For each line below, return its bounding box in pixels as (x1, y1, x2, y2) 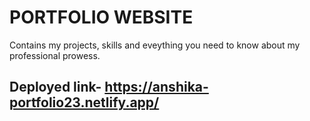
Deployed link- (9, 79, 102, 96)
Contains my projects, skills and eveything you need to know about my (9, 39, 301, 51)
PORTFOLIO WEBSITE (9, 6, 194, 29)
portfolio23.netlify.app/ (9, 94, 160, 111)
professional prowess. (9, 49, 101, 61)
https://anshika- (104, 79, 209, 96)
